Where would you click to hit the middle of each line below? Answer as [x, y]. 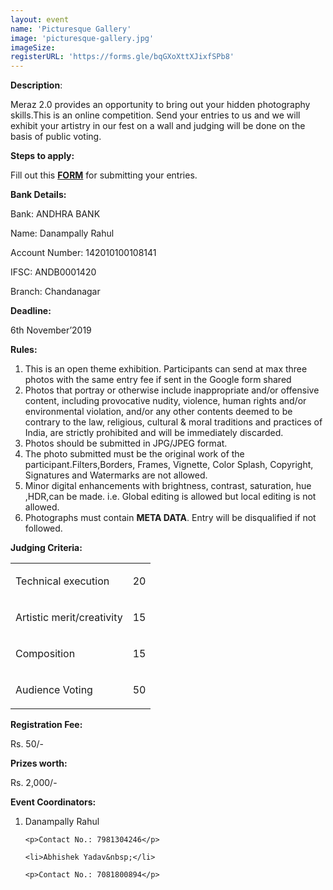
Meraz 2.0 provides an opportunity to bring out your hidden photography [160, 105]
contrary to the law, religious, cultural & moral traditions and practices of [173, 422]
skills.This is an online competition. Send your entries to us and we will [155, 115]
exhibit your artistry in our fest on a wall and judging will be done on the [158, 126]
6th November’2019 [51, 330]
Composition [45, 654]
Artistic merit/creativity [69, 618]
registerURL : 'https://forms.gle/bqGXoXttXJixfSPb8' [122, 57]
